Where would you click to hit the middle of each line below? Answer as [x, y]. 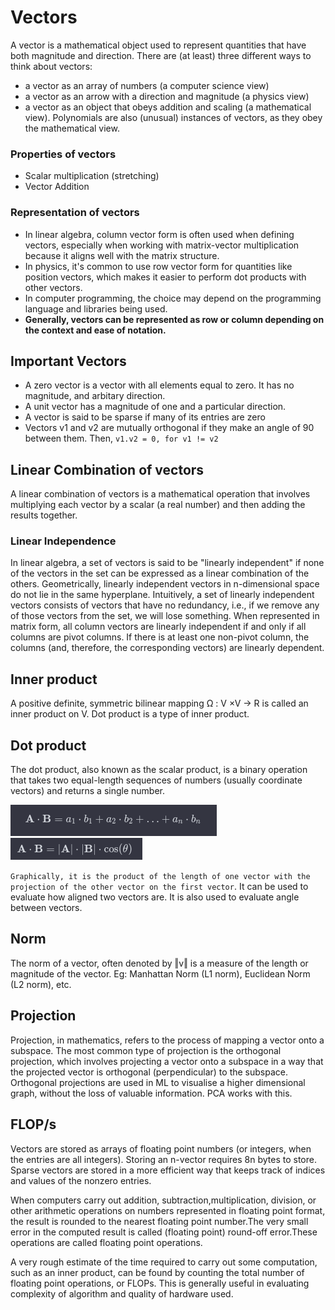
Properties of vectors [63, 154]
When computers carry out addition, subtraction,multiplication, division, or [163, 1200]
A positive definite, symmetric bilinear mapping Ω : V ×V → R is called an [159, 703]
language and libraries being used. [96, 308]
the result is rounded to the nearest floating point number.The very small [159, 1221]
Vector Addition [57, 187]
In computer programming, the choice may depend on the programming [173, 298]
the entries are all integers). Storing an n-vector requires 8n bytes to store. [163, 1159]
